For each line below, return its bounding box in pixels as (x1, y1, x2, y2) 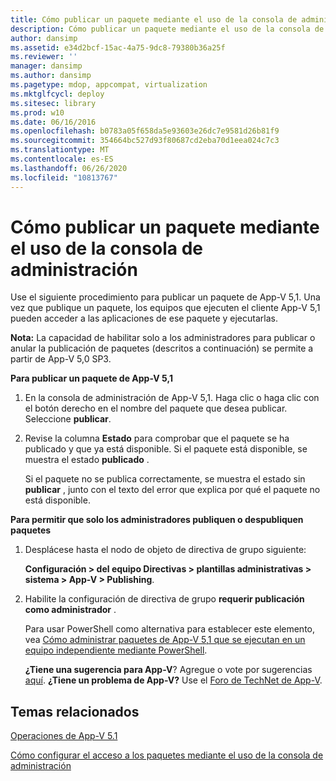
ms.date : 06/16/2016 (10, 117, 97, 127)
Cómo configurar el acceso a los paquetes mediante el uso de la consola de (10, 749, 324, 761)
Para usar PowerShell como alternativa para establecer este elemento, (24, 623, 316, 635)
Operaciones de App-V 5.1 (10, 730, 118, 742)
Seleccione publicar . (24, 413, 112, 425)
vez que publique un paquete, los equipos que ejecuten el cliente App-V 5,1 (10, 302, 321, 314)
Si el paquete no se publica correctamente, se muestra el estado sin (24, 473, 306, 485)
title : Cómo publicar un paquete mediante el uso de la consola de (10, 14, 298, 25)
